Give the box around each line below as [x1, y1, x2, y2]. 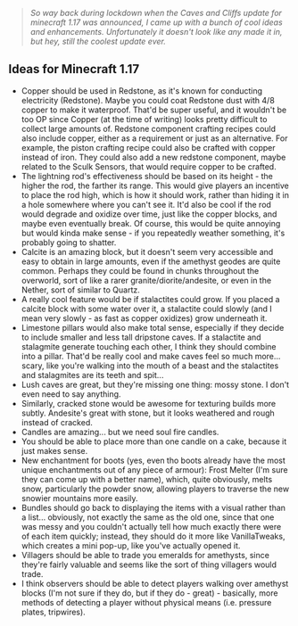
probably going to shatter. [21, 236, 117, 248]
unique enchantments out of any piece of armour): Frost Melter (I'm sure [21, 464, 288, 475]
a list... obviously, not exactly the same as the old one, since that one [21, 512, 275, 523]
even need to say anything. [21, 388, 121, 399]
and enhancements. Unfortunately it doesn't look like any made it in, [29, 27, 283, 37]
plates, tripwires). [21, 606, 86, 617]
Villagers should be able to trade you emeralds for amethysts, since [21, 549, 269, 560]
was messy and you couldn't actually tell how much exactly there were [21, 521, 282, 531]
